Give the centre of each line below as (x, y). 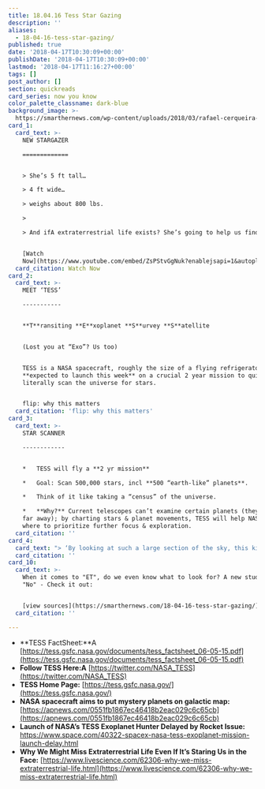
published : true (35, 45)
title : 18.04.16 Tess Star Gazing (65, 15)
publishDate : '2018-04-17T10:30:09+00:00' (79, 60)
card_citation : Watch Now (58, 268)
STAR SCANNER (44, 433)
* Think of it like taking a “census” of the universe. (119, 497)
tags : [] (22, 74)
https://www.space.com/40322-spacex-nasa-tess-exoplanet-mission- (134, 735)
